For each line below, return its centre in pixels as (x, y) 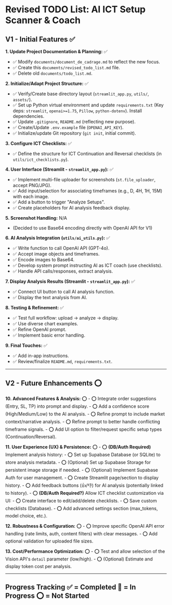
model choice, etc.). (26, 515)
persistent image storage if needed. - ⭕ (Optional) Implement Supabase (82, 470)
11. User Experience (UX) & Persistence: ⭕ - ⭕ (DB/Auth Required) (78, 447)
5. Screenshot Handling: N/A (36, 218)
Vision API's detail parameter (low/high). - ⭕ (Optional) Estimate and (79, 559)
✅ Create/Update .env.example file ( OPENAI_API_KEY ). (68, 127)
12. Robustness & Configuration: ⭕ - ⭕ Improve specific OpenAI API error (85, 526)
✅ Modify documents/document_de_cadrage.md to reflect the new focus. (86, 62)
